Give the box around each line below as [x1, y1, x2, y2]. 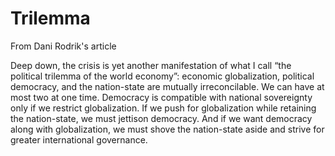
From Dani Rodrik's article [10, 40, 117, 52]
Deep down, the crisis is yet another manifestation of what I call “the [10, 59, 292, 71]
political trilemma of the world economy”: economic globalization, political [10, 70, 315, 82]
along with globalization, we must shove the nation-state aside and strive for [10, 123, 325, 135]
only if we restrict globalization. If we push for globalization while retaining [10, 102, 317, 114]
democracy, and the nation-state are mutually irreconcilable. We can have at [10, 80, 325, 92]
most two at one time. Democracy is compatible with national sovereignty [10, 91, 313, 103]
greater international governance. [10, 133, 148, 146]
